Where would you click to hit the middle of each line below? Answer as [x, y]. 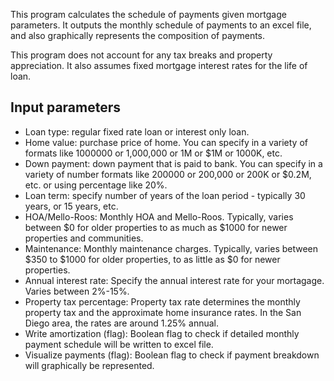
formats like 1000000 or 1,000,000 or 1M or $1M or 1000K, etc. [153, 153]
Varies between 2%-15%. [77, 291]
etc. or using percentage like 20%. [96, 185]
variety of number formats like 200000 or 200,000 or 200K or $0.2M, [168, 174]
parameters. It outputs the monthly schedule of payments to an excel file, [161, 25]
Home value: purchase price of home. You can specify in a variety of [166, 142]
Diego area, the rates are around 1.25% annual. [121, 323]
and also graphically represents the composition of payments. [138, 35]
